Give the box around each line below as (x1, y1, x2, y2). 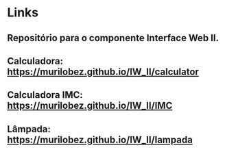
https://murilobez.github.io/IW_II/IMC (7, 100, 173, 112)
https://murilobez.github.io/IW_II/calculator (7, 66, 199, 77)
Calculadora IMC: (7, 89, 84, 101)
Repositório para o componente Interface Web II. (7, 32, 220, 44)
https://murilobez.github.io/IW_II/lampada (7, 134, 193, 145)
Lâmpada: (7, 123, 51, 135)
